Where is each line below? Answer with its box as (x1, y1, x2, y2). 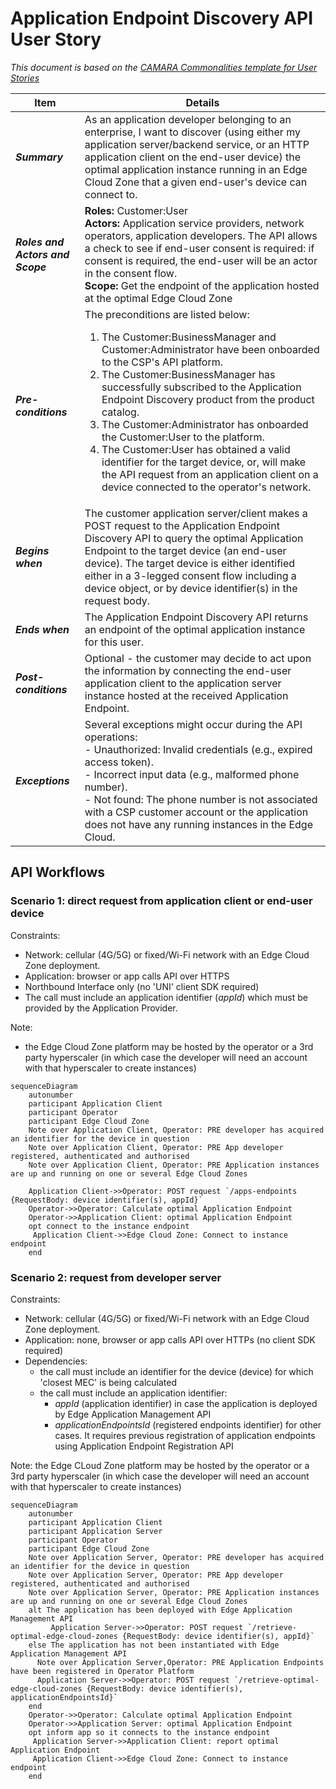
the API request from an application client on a (101, 467, 319, 481)
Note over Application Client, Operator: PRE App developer (28, 1142, 284, 1152)
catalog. (101, 405, 140, 419)
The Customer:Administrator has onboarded (101, 417, 309, 431)
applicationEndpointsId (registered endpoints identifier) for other (54, 1418, 322, 1431)
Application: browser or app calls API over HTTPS (24, 970, 230, 982)
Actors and (15, 247, 70, 261)
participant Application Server (28, 1526, 163, 1536)
